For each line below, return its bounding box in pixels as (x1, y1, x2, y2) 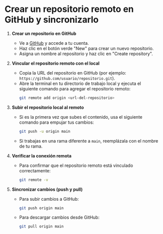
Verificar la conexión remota (11, 153, 72, 158)
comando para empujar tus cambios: (19, 119, 94, 125)
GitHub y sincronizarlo (4, 14, 99, 25)
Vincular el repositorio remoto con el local (11, 60, 100, 66)
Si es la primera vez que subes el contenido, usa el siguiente (19, 114, 143, 120)
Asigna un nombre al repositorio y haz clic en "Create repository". (19, 51, 153, 57)
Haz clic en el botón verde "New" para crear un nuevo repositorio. (19, 45, 154, 51)
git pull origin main (19, 224, 64, 229)
